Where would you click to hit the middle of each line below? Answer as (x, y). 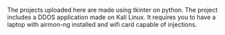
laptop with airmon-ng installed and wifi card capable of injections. (102, 24)
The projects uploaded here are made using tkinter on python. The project (112, 10)
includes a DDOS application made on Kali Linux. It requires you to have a (111, 17)
